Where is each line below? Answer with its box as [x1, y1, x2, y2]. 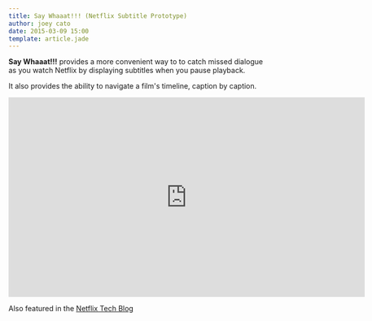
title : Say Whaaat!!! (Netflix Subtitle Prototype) [8, 11, 187, 20]
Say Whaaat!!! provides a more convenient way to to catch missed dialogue [8, 57, 264, 67]
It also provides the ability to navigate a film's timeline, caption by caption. [8, 81, 257, 91]
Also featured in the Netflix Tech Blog [8, 304, 134, 314]
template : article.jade [8, 34, 90, 43]
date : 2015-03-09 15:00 [8, 27, 90, 35]
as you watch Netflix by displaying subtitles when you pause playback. [8, 66, 246, 76]
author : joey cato [8, 20, 71, 28]
